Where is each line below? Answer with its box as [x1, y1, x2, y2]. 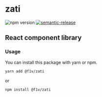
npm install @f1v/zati [5, 87, 51, 92]
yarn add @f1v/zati [5, 69, 45, 74]
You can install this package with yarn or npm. [5, 59, 98, 65]
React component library [5, 34, 82, 42]
